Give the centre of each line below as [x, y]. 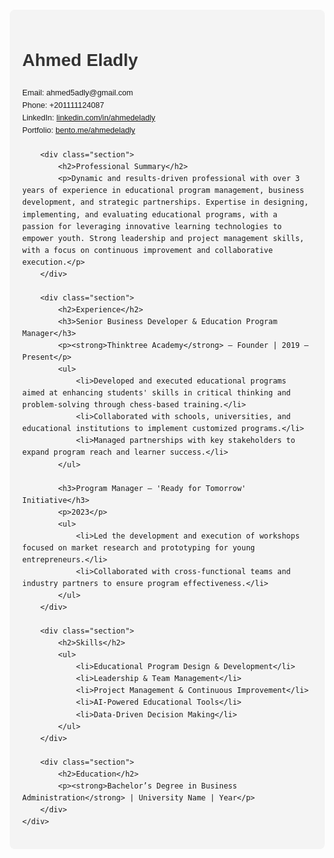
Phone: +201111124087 [63, 105]
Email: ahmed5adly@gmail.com [78, 92]
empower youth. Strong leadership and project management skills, [163, 238]
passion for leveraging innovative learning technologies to [152, 226]
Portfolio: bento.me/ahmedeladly [79, 131]
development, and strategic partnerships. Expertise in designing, [166, 202]
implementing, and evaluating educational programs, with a [150, 214]
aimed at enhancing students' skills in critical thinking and [156, 393]
